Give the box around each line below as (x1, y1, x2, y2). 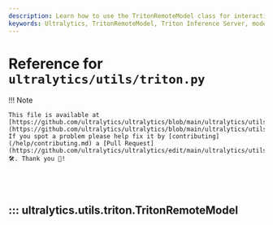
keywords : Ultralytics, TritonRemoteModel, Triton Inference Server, (8, 19, 249, 28)
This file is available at (8, 111, 100, 119)
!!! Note (8, 95, 33, 106)
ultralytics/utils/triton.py (8, 71, 206, 87)
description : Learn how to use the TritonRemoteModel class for (8, 11, 231, 20)
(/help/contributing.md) (8, 140, 93, 148)
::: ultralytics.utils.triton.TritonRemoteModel (8, 203, 238, 217)
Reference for (8, 54, 103, 73)
